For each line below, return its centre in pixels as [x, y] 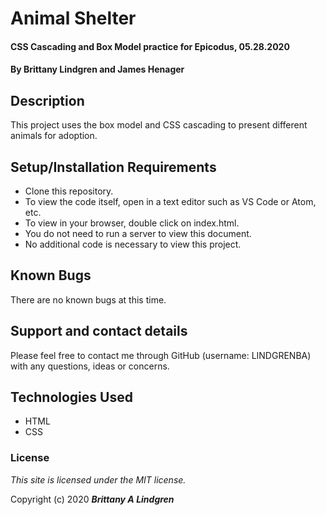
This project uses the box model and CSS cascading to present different [159, 125]
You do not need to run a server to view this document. [138, 233]
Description [47, 100]
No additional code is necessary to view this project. [133, 244]
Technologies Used [71, 397]
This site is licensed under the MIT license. [98, 479]
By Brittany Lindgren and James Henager [97, 69]
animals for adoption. [54, 136]
